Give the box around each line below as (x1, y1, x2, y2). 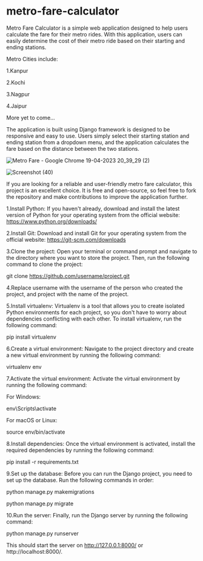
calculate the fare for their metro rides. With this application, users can (6, 30, 183, 38)
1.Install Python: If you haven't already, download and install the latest (6, 205, 180, 212)
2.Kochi (6, 79, 25, 86)
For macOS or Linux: (6, 416, 58, 423)
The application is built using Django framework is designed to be (6, 125, 170, 133)
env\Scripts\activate (6, 405, 56, 412)
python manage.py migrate (6, 500, 74, 507)
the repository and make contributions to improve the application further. (6, 193, 188, 201)
